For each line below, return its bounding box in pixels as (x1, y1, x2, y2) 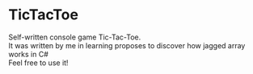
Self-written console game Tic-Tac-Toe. (8, 32, 141, 42)
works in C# (8, 49, 48, 59)
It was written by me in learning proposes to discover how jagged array (8, 40, 246, 50)
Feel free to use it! (8, 58, 69, 68)
